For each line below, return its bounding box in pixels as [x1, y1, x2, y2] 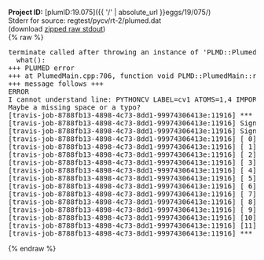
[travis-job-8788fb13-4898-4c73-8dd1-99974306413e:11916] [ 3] [8, 158, 257, 167]
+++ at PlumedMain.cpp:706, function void [8, 72, 174, 80]
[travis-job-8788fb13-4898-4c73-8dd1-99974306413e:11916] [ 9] [8, 206, 257, 214]
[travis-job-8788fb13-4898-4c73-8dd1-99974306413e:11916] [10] [8, 214, 257, 222]
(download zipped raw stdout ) [8, 24, 106, 33]
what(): [16, 56, 46, 65]
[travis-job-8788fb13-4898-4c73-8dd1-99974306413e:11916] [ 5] [8, 174, 257, 183]
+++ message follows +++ [8, 80, 104, 88]
